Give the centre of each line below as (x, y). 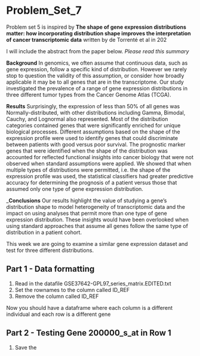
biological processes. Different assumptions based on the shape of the (93, 132)
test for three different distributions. (50, 250)
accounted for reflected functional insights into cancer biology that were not (100, 157)
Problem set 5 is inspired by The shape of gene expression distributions (96, 27)
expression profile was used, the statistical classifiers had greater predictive (100, 176)
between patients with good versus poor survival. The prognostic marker (96, 144)
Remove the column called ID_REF (57, 296)
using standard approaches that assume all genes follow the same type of (97, 226)
